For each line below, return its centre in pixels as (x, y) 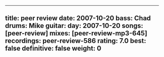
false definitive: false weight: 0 (53, 49)
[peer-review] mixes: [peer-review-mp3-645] (76, 34)
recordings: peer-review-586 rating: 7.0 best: (76, 41)
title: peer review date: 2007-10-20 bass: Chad (78, 18)
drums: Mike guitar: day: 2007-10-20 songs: (74, 26)
